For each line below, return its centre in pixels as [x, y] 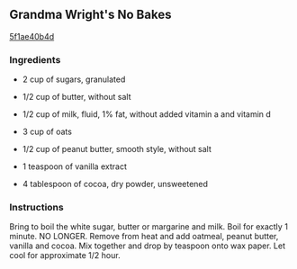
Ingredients [35, 59]
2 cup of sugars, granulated [74, 79]
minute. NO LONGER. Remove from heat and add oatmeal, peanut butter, [144, 237]
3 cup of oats [47, 132]
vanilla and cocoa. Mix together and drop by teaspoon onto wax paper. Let [148, 246]
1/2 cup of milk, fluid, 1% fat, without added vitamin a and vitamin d [147, 114]
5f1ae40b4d [32, 36]
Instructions [37, 208]
